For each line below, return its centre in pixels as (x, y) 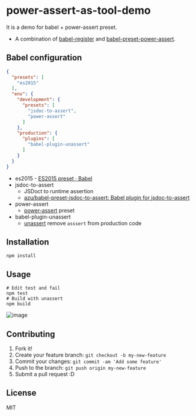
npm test (17, 293)
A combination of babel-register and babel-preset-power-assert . (95, 39)
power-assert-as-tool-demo (79, 11)
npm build (19, 304)
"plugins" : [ (38, 139)
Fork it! (24, 348)
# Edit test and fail (33, 288)
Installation (28, 242)
